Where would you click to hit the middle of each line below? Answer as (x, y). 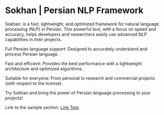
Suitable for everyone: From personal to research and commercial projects (80, 78)
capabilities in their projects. (34, 39)
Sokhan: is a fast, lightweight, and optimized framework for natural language (82, 24)
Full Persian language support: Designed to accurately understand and (76, 49)
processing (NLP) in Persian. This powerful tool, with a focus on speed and (81, 29)
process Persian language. (32, 54)
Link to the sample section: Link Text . (43, 107)
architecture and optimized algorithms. (44, 69)
